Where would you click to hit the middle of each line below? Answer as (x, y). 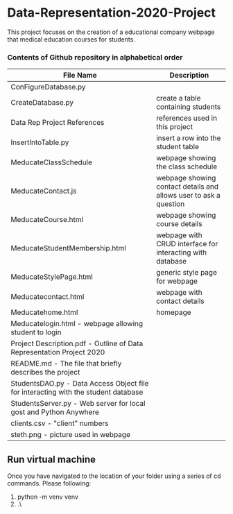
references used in (186, 118)
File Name (80, 76)
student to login (36, 332)
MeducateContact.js (44, 191)
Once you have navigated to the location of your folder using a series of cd (114, 476)
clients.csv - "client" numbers (60, 423)
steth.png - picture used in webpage (70, 435)
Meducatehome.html (44, 312)
